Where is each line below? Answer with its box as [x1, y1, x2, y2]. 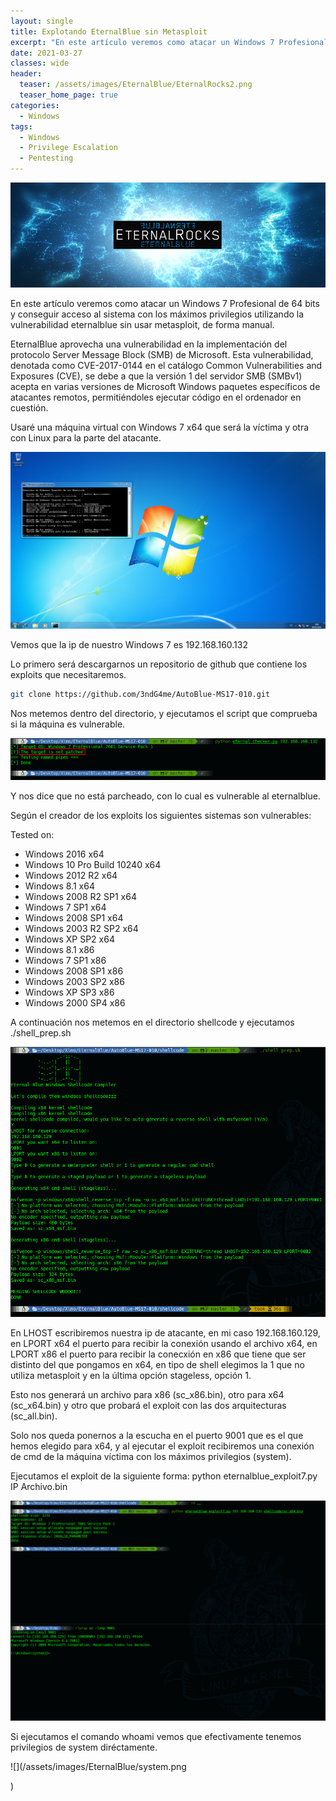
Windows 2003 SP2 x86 [24, 976, 125, 988]
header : [10, 69, 43, 79]
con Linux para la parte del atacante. [10, 432, 162, 444]
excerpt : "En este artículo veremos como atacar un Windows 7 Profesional [10, 37, 329, 47]
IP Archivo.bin [10, 1481, 68, 1493]
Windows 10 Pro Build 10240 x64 [24, 859, 162, 871]
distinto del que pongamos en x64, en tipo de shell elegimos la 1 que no [10, 1359, 305, 1371]
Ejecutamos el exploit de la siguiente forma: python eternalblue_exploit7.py [10, 1470, 318, 1482]
